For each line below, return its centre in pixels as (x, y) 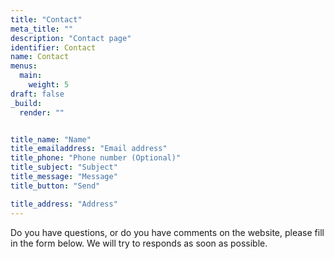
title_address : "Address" (64, 204)
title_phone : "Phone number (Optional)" (96, 158)
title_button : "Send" (55, 186)
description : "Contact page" (71, 38)
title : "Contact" (46, 19)
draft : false (37, 94)
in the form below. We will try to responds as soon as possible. (139, 243)
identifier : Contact (53, 47)
